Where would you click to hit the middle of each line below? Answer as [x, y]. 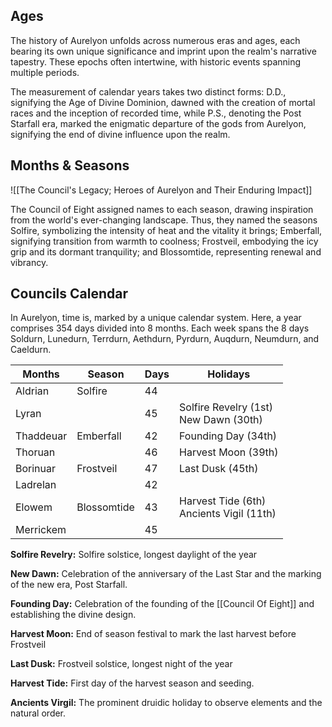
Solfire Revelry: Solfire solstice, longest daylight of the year [134, 555]
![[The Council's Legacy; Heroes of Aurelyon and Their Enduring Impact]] [161, 190]
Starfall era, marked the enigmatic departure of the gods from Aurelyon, [158, 123]
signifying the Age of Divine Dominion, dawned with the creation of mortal [163, 102]
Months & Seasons [70, 165]
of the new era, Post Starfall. [69, 585]
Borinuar [36, 469]
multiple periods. [45, 72]
